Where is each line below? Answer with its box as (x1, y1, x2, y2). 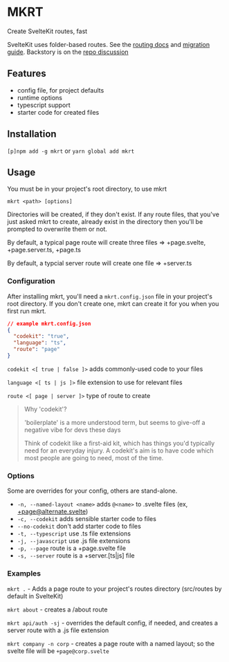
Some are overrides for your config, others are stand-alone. (7, 486, 178, 495)
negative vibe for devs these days (24, 426, 121, 434)
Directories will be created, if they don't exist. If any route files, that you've (7, 210, 220, 218)
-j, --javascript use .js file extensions (17, 537, 131, 545)
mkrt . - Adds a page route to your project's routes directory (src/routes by (7, 585, 222, 593)
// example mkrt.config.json (7, 320, 91, 327)
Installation (7, 129, 57, 140)
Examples (7, 569, 42, 578)
